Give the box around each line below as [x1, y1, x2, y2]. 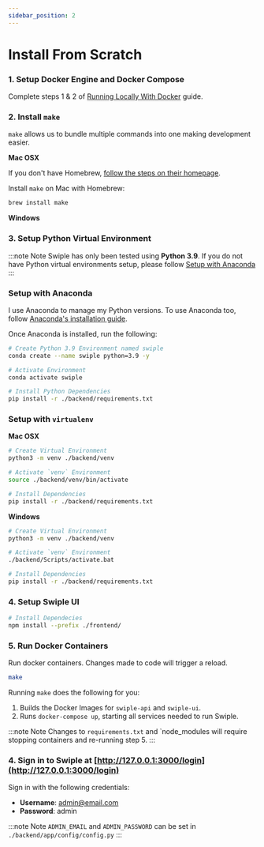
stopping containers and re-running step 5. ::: [8, 736, 156, 745]
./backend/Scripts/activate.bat [8, 556, 114, 564]
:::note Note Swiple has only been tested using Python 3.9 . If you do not [8, 250, 243, 261]
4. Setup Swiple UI [8, 596, 80, 607]
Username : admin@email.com [19, 798, 119, 807]
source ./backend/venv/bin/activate [8, 476, 128, 484]
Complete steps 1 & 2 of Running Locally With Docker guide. [8, 92, 203, 101]
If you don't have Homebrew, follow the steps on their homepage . [8, 168, 221, 178]
